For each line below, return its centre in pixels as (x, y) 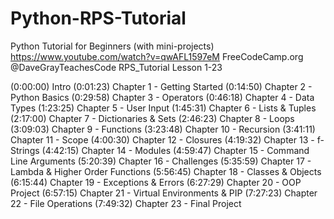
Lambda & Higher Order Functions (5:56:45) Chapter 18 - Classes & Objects (166, 171)
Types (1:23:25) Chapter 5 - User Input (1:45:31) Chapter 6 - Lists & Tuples (163, 108)
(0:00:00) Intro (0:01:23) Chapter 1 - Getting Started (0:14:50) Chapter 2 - (161, 86)
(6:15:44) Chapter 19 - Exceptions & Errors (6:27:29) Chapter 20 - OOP (156, 182)
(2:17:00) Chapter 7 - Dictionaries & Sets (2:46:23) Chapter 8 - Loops (152, 118)
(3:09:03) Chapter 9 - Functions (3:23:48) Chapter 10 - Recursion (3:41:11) (163, 129)
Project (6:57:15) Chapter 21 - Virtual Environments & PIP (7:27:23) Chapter (164, 193)
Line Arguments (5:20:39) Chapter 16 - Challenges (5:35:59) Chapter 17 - (161, 161)
